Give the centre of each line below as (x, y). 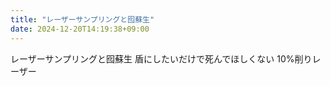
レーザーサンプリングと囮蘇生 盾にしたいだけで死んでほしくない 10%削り (161, 58)
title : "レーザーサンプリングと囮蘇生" (82, 19)
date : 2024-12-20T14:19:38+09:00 (80, 29)
